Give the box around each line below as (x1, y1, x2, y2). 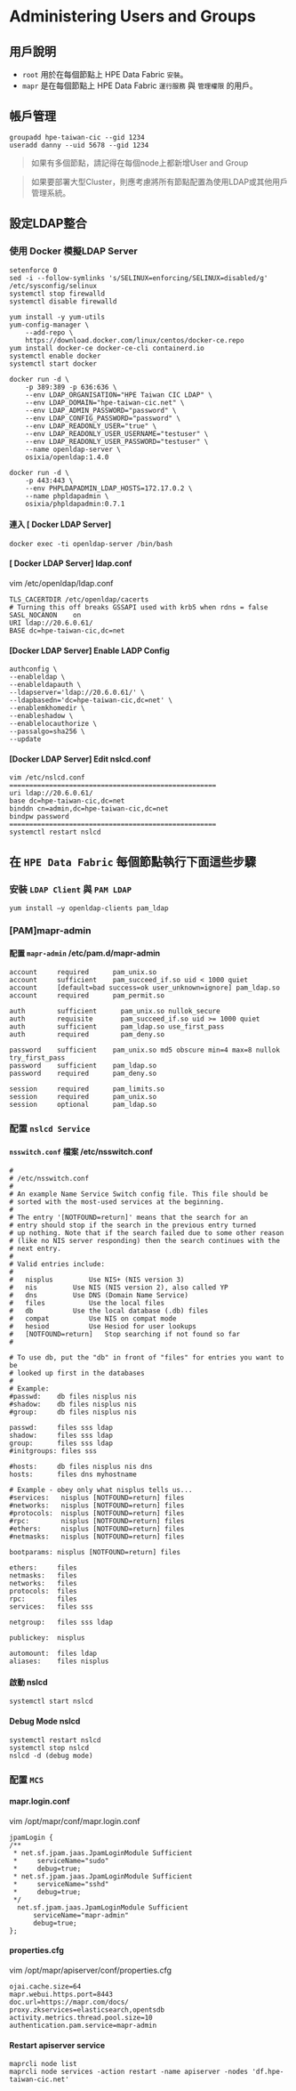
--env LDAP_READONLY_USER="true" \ (25, 421, 157, 431)
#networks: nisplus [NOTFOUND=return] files (9, 1501, 185, 1510)
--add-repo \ (25, 327, 74, 337)
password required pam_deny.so (9, 1070, 157, 1078)
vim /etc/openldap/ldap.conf (9, 577, 114, 588)
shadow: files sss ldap (9, 1431, 114, 1441)
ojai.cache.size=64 (9, 1982, 82, 1990)
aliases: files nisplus (9, 1657, 109, 1666)
